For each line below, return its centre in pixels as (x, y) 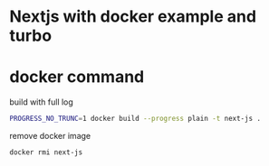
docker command (77, 77)
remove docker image (50, 136)
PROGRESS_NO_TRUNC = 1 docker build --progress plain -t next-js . (135, 119)
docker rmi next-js (46, 152)
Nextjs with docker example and (133, 17)
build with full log (42, 102)
